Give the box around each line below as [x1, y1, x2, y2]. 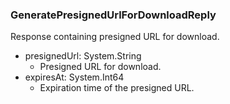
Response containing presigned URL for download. [10, 31, 220, 43]
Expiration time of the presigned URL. [39, 82, 195, 94]
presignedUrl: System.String [24, 50, 142, 62]
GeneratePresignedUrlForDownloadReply [10, 8, 217, 22]
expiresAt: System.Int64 [24, 71, 125, 83]
